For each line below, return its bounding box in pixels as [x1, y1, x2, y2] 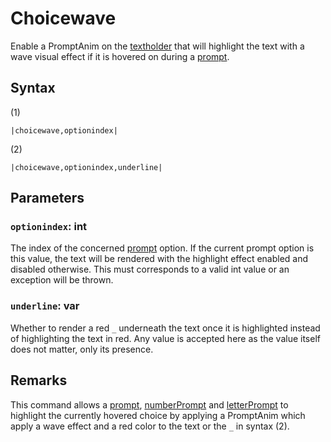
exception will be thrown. [10, 274, 114, 286]
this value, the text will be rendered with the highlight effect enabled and [10, 253, 309, 265]
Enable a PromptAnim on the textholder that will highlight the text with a [10, 40, 305, 52]
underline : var [10, 299, 80, 313]
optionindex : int [10, 220, 88, 234]
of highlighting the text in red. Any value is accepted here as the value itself [10, 332, 321, 344]
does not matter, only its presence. [10, 343, 154, 355]
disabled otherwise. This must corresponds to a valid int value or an [10, 263, 290, 276]
